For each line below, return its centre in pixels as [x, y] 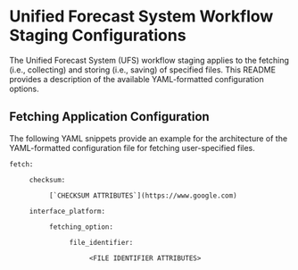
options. [25, 89]
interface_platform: [67, 211]
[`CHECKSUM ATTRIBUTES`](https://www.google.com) [143, 195]
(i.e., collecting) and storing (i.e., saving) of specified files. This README [143, 70]
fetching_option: [81, 227]
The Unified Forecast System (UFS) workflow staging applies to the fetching [149, 60]
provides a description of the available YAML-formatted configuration [137, 79]
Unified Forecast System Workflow [141, 17]
